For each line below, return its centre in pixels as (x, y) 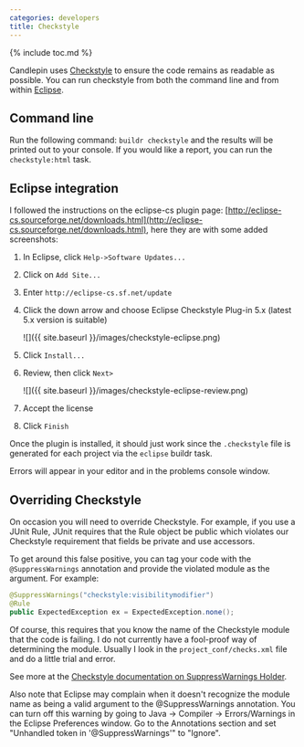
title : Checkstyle (44, 26)
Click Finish (46, 426)
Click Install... (54, 355)
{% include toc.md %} (51, 52)
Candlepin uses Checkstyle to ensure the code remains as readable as (142, 70)
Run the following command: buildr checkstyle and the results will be (142, 140)
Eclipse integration (64, 188)
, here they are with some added (207, 230)
